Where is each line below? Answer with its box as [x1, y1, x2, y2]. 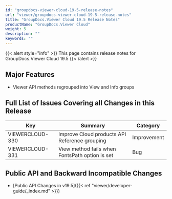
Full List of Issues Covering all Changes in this [5, 99, 155, 107]
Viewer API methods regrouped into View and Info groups [12, 84, 135, 90]
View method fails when [58, 145, 116, 152]
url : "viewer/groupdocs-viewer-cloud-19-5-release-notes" [5, 12, 132, 17]
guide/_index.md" [12, 188, 50, 194]
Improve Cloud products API [58, 130, 126, 138]
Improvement [132, 134, 164, 141]
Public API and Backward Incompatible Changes [5, 169, 162, 178]
